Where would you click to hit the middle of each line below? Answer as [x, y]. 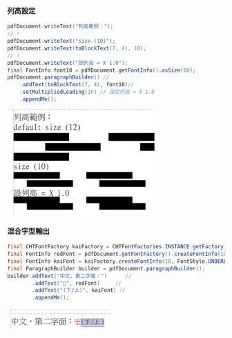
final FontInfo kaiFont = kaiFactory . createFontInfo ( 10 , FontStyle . [108, 261]
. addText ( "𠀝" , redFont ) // [77, 283]
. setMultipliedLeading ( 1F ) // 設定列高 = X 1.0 [87, 92]
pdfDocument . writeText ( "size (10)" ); [61, 41]
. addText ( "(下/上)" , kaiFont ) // [79, 290]
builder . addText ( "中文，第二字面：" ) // [70, 276]
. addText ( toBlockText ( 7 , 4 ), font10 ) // [77, 85]
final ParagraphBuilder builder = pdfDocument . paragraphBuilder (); [106, 268]
